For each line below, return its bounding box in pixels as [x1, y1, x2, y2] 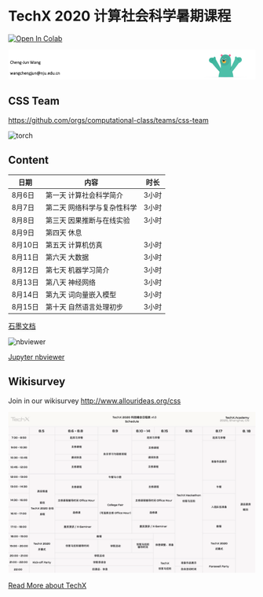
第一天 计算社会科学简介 [46, 191, 123, 200]
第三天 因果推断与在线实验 [46, 215, 130, 224]
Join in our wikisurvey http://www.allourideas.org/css [8, 395, 181, 406]
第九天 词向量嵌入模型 [46, 290, 116, 299]
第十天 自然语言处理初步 [46, 302, 123, 312]
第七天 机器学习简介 [46, 265, 110, 274]
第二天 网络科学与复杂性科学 [46, 202, 137, 213]
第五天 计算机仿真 [46, 240, 103, 250]
